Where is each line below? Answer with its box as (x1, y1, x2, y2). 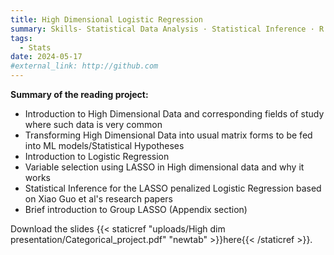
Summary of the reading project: (10, 89, 149, 100)
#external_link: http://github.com (10, 61, 159, 71)
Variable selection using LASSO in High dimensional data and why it (24, 161, 305, 173)
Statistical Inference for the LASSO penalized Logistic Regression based (24, 182, 322, 194)
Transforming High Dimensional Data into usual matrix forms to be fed (24, 129, 313, 141)
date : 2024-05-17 (10, 52, 83, 62)
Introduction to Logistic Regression (24, 151, 170, 162)
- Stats (19, 42, 52, 53)
